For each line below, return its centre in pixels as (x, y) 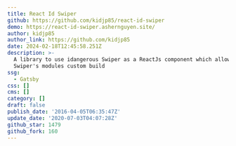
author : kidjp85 (31, 33)
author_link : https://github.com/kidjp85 (69, 40)
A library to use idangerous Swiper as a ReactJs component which (113, 60)
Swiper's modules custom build (59, 66)
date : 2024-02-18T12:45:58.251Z (54, 46)
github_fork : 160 (33, 131)
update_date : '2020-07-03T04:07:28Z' (63, 118)
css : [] (19, 86)
